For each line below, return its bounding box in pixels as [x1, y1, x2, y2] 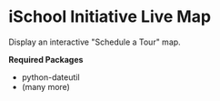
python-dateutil [21, 71, 80, 83]
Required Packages [8, 54, 84, 65]
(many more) [21, 81, 70, 92]
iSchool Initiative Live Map [8, 6, 211, 27]
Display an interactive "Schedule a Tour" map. [8, 36, 181, 47]
